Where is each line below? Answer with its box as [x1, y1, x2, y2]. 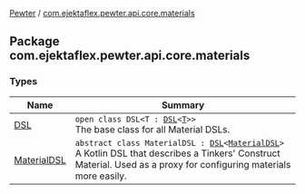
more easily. [74, 170, 127, 182]
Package [9, 34, 61, 49]
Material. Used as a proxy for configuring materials [74, 158, 291, 170]
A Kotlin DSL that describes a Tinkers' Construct [74, 147, 280, 160]
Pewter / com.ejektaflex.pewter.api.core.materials [9, 8, 195, 18]
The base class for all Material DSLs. [74, 122, 231, 135]
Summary [162, 99, 205, 112]
